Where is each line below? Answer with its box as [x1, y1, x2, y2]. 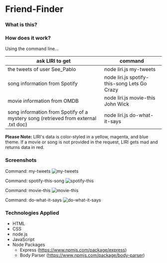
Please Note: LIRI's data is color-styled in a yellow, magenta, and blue [5, 134, 149, 140]
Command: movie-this [5, 187, 51, 193]
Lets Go [128, 80, 147, 87]
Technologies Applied [5, 209, 60, 216]
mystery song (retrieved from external [7, 115, 97, 122]
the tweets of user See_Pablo [7, 66, 76, 73]
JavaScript [12, 237, 35, 242]
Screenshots [5, 157, 37, 164]
